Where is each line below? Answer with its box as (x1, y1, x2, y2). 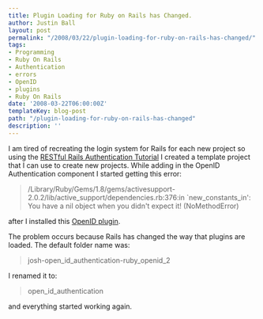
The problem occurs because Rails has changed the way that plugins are (8, 231, 246, 241)
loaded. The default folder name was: (8, 240, 130, 249)
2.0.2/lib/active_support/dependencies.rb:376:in (27, 192, 186, 202)
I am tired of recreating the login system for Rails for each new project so (8, 143, 246, 153)
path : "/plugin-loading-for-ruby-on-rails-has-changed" (8, 115, 196, 123)
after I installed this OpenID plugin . (8, 216, 121, 226)
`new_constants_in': (186, 192, 251, 202)
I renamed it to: (8, 271, 58, 280)
